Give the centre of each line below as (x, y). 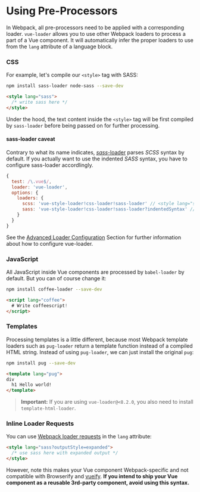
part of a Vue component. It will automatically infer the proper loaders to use (100, 40)
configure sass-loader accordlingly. (50, 165)
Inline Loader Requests (40, 423)
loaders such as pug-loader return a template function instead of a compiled (100, 346)
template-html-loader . (48, 408)
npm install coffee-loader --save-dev (54, 289)
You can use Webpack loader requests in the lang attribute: (79, 437)
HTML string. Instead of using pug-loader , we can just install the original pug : (100, 352)
